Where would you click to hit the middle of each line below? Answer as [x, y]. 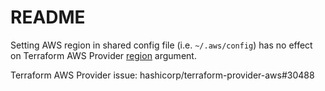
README [48, 17]
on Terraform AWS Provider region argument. [103, 55]
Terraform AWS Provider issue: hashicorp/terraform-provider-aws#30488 [162, 75]
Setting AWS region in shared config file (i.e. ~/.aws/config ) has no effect [161, 45]
